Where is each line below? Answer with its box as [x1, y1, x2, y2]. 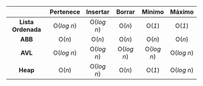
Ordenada [11, 25, 41, 34]
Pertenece [50, 8, 80, 16]
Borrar [116, 8, 135, 16]
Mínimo [141, 8, 164, 16]
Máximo [170, 8, 194, 16]
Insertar [86, 8, 110, 16]
